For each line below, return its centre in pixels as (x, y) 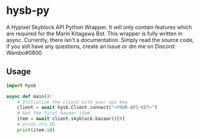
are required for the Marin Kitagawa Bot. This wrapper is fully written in (94, 33)
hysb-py (28, 11)
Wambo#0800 (24, 52)
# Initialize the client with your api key (73, 102)
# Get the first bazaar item (54, 113)
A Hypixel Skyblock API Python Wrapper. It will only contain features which (99, 27)
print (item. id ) (36, 130)
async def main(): (29, 96)
